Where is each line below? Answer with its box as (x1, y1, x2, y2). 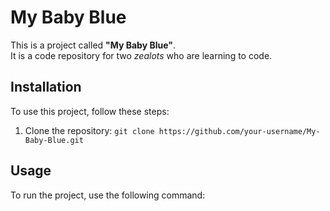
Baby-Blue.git (24, 135, 84, 145)
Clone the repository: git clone (24, 124, 155, 136)
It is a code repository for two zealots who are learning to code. (10, 49, 273, 61)
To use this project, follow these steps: (10, 105, 170, 117)
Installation (10, 79, 82, 96)
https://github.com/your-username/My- (158, 126, 321, 136)
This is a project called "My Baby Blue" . (10, 39, 177, 51)
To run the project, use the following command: (10, 189, 206, 201)
